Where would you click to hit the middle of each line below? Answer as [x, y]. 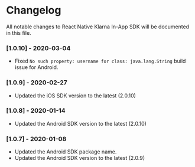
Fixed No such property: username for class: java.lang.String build [100, 61]
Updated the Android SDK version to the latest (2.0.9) [79, 158]
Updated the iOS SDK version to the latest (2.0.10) [75, 96]
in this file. [19, 32]
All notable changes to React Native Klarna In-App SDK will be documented [98, 27]
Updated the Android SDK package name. [66, 152]
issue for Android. [36, 67]
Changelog [34, 10]
